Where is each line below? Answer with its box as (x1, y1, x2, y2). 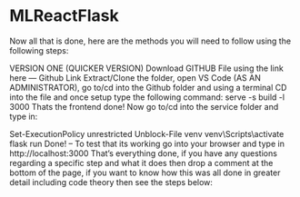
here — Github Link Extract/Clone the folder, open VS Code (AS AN (9, 72, 261, 83)
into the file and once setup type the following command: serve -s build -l (9, 92, 285, 103)
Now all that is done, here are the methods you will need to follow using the (9, 35, 292, 46)
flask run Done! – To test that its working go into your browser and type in (9, 138, 285, 149)
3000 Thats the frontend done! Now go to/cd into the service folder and (9, 101, 279, 112)
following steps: (9, 44, 69, 55)
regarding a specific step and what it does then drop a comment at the (9, 157, 274, 168)
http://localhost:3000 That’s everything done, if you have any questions (9, 147, 277, 159)
